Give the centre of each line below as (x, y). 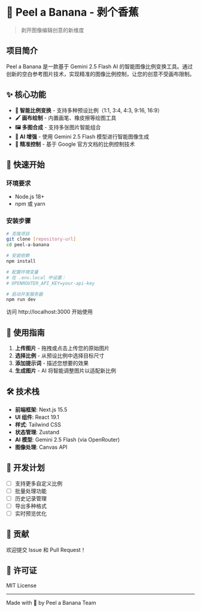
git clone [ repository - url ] (41, 239)
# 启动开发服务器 (25, 294)
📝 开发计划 (25, 468)
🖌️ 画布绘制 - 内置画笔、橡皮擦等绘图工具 (66, 118)
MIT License (22, 585)
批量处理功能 (31, 491)
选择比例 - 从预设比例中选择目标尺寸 (60, 356)
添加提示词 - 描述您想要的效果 (52, 363)
